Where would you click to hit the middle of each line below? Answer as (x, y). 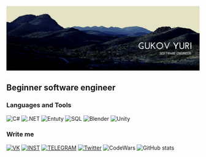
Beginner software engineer (61, 88)
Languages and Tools (39, 105)
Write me (20, 134)
